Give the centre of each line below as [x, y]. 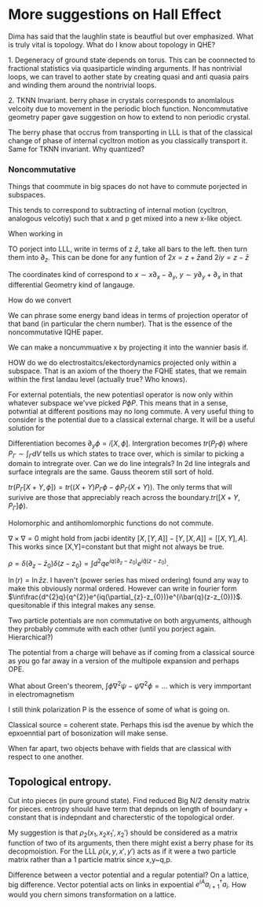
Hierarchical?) [31, 637]
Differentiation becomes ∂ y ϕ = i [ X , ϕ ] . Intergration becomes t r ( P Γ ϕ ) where [128, 444]
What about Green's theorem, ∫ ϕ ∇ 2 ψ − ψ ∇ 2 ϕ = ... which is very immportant [130, 685]
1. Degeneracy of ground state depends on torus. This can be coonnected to [132, 60]
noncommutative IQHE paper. [56, 331]
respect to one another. [46, 757]
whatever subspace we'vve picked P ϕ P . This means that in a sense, [118, 402]
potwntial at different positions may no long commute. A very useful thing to [131, 411]
